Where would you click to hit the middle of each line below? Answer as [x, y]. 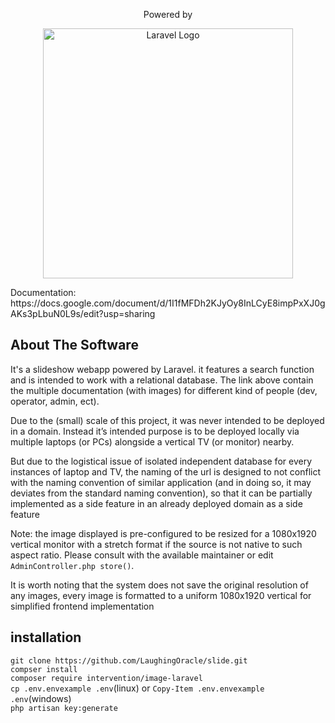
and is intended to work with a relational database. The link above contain [162, 380]
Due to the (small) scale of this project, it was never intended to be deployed [167, 420]
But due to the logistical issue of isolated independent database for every [161, 461]
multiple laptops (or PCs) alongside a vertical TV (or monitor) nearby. [152, 441]
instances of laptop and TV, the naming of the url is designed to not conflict [166, 471]
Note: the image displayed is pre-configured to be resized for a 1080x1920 [163, 533]
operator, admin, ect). [55, 401]
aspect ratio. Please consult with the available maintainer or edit [142, 555]
